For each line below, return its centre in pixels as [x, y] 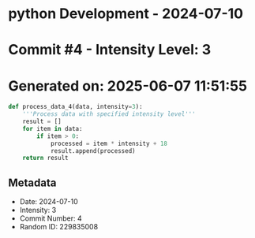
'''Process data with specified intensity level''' [109, 114]
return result [45, 158]
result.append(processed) [93, 151]
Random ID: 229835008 [59, 227]
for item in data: [52, 128]
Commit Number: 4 [51, 218]
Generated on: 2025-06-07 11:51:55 [127, 86]
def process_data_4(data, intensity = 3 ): [76, 107]
